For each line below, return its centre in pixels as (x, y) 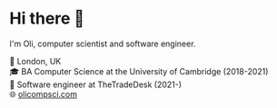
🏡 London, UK (35, 61)
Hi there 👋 (47, 19)
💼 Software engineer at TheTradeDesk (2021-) (96, 84)
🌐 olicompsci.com (44, 93)
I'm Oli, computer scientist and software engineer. (103, 44)
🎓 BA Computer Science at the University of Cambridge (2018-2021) (139, 71)
